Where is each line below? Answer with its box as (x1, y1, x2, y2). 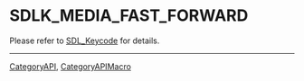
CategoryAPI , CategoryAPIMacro (9, 60, 131, 72)
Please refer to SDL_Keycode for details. (9, 35, 160, 46)
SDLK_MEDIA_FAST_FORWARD (9, 5, 249, 26)
